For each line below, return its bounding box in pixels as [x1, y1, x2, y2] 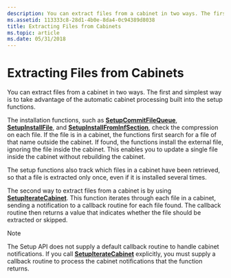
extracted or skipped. [7, 216, 68, 224]
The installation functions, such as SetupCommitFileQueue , [7, 116, 177, 125]
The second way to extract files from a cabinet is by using [7, 186, 172, 195]
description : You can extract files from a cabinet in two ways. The [7, 10, 211, 17]
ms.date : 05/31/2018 [7, 36, 67, 43]
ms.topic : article [7, 29, 60, 36]
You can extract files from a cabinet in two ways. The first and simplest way [7, 88, 222, 96]
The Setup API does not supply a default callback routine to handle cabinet [7, 242, 219, 251]
